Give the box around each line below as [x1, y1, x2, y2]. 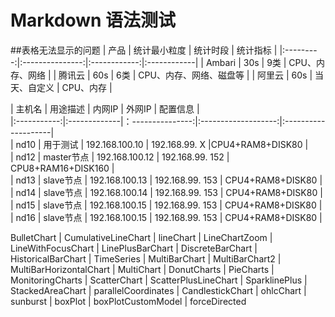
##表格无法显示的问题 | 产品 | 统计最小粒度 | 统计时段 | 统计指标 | [10, 44, 278, 56]
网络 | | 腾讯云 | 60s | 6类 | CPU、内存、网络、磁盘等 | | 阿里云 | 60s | [27, 69, 313, 81]
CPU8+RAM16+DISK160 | [10, 162, 115, 174]
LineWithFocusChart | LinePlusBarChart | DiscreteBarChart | [10, 242, 258, 254]
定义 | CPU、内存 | [36, 81, 113, 93]
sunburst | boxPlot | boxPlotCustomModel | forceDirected [10, 295, 247, 307]
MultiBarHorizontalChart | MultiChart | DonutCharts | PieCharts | [10, 263, 275, 275]
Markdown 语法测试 [10, 9, 177, 32]
